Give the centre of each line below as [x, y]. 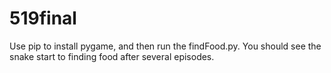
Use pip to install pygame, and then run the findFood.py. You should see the [165, 46]
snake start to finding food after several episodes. [112, 56]
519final [43, 18]
